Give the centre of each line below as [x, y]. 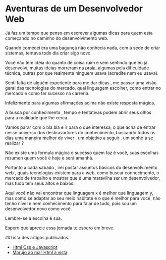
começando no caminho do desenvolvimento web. [57, 38]
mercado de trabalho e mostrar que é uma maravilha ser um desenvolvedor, [83, 178]
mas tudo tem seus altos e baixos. [40, 183]
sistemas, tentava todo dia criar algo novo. [48, 53]
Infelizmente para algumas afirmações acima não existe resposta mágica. [80, 103]
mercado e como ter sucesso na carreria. [47, 93]
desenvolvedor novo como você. [39, 208]
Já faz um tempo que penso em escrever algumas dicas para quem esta [79, 33]
